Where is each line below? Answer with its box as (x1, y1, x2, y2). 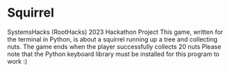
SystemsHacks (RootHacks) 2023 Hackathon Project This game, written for (7, 28, 224, 36)
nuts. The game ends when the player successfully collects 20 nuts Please (7, 42, 222, 51)
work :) (7, 57, 28, 65)
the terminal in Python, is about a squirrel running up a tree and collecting (7, 35, 217, 43)
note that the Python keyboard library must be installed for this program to (7, 50, 220, 58)
